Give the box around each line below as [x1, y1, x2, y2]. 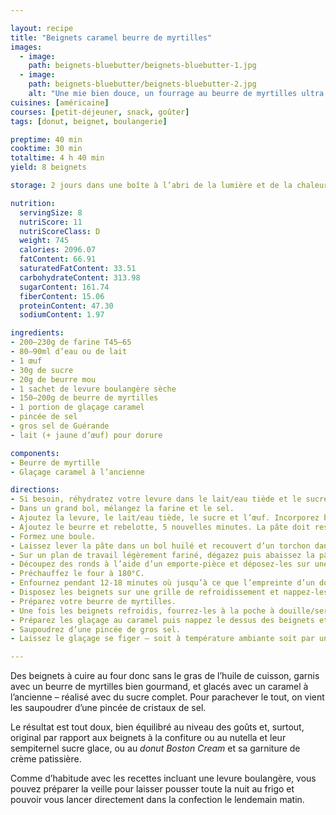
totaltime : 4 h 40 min [10, 153, 105, 163]
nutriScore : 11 [19, 217, 83, 227]
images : [10, 42, 43, 52]
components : [10, 448, 60, 458]
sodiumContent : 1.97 [19, 310, 105, 320]
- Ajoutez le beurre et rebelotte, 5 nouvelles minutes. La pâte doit [10, 522, 311, 532]
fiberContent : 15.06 [19, 291, 105, 301]
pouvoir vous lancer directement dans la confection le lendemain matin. [10, 794, 305, 806]
